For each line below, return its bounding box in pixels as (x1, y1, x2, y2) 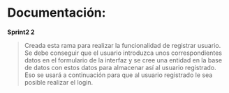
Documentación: (7, 5, 106, 21)
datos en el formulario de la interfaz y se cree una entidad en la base (24, 56, 222, 64)
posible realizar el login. (24, 78, 93, 86)
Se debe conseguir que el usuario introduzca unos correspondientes (24, 49, 222, 57)
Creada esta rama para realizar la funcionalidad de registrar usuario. (24, 41, 221, 49)
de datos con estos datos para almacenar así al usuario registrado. (24, 63, 216, 71)
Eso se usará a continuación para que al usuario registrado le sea (24, 71, 213, 79)
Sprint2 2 (7, 28, 35, 36)
